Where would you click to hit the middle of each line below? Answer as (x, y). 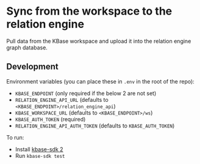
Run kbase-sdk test (40, 155)
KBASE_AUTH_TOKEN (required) (50, 119)
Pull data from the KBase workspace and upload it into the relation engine (99, 41)
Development (33, 67)
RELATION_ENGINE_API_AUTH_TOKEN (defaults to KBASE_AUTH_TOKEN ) (95, 126)
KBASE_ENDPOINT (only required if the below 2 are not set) (86, 93)
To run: (15, 137)
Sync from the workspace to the (89, 11)
